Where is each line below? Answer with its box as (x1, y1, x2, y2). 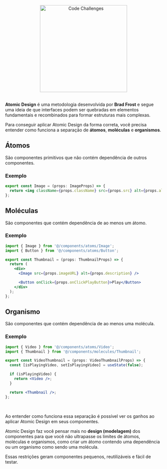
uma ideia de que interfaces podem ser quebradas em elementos (5, 107, 139, 112)
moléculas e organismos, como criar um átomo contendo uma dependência (5, 439, 160, 445)
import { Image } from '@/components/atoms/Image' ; (5, 243, 114, 248)
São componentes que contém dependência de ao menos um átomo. (5, 220, 147, 226)
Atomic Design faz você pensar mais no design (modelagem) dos (5, 428, 141, 434)
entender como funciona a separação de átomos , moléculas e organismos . (5, 127, 162, 133)
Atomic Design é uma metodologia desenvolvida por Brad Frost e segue (5, 101, 154, 107)
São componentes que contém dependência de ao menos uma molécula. (5, 321, 155, 327)
